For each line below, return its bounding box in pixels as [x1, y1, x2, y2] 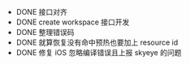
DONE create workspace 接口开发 [15, 17, 130, 27]
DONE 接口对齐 [15, 7, 67, 16]
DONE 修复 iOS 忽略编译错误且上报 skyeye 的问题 [15, 48, 182, 57]
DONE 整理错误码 [15, 28, 75, 37]
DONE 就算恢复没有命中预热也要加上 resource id [15, 37, 179, 47]
